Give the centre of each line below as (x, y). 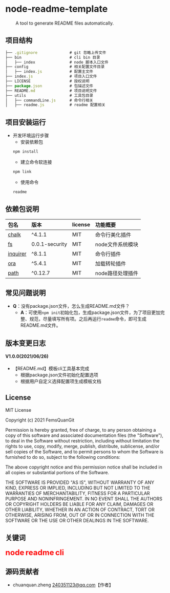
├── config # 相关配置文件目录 (55, 67)
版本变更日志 (26, 343)
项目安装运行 (26, 122)
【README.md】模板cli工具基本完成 (51, 368)
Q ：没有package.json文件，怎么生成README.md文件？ (71, 306)
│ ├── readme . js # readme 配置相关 (56, 105)
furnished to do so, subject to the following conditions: (63, 457)
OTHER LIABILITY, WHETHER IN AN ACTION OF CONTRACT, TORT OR (80, 510)
